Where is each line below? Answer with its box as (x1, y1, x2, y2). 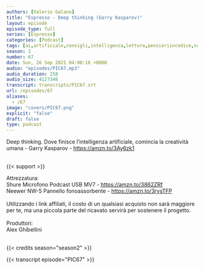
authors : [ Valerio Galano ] (6, 8, 75, 15)
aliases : (6, 93, 29, 99)
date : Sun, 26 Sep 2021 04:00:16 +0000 (6, 59, 107, 65)
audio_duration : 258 (6, 71, 59, 77)
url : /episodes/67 (6, 88, 53, 94)
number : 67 (6, 54, 34, 60)
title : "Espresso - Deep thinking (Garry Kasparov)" (6, 15, 143, 21)
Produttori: (6, 219, 33, 227)
